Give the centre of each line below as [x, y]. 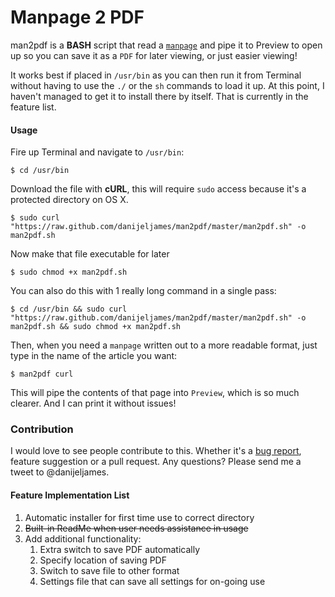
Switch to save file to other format [109, 570]
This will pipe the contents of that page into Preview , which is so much [155, 393]
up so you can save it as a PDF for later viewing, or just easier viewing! [154, 55]
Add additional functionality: [83, 538]
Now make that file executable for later [90, 254]
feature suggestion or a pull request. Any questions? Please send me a [156, 462]
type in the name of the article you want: [94, 356]
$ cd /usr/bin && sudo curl [69, 309]
